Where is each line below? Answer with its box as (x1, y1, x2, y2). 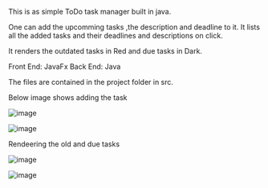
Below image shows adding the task (8, 93, 128, 102)
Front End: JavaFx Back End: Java (8, 62, 121, 71)
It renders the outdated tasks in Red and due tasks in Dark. (8, 46, 203, 55)
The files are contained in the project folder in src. (8, 78, 174, 86)
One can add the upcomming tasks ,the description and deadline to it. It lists (8, 22, 261, 31)
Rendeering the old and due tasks (8, 139, 120, 149)
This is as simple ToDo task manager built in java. (8, 7, 172, 16)
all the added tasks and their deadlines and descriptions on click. (8, 31, 223, 40)
